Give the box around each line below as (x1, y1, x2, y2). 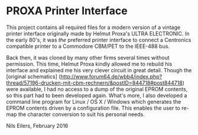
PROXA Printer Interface (6, 4, 128, 18)
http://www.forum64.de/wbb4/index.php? (60, 73, 163, 80)
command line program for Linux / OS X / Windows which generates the (6, 98, 181, 105)
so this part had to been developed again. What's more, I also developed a (6, 92, 187, 99)
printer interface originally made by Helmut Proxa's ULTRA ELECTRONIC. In (6, 30, 190, 37)
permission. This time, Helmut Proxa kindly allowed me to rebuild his (6, 60, 173, 67)
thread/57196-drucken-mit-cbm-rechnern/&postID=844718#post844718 (6, 79, 183, 86)
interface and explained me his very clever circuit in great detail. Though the (6, 66, 192, 73)
